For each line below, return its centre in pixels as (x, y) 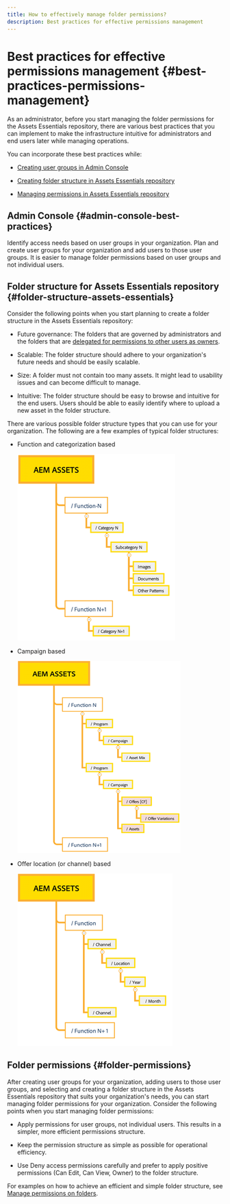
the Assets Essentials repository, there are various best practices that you (111, 126)
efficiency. (31, 1152)
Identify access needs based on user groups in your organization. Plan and (113, 243)
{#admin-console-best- (128, 216)
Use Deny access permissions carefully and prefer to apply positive (113, 1165)
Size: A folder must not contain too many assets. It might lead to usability (120, 375)
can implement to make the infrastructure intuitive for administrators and (109, 134)
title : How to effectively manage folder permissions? (87, 14)
